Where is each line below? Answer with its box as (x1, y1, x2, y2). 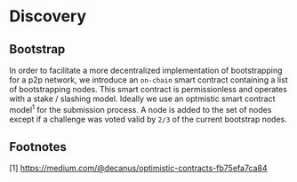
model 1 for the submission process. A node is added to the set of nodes (9, 103, 272, 115)
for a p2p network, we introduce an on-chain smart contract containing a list (9, 75, 288, 85)
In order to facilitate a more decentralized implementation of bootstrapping (9, 65, 283, 75)
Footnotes (9, 139, 67, 154)
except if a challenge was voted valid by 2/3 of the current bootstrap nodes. (9, 114, 287, 124)
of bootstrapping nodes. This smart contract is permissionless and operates (9, 84, 287, 94)
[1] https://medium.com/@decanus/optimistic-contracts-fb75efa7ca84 (9, 162, 269, 174)
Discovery (9, 6, 87, 27)
